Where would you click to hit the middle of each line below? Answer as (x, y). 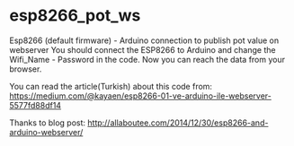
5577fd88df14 (35, 105)
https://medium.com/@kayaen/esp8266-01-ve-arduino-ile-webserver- (140, 96)
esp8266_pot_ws (75, 16)
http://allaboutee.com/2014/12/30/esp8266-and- (178, 123)
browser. (26, 69)
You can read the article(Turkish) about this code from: (111, 86)
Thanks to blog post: (48, 123)
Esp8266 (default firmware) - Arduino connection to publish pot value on (144, 40)
